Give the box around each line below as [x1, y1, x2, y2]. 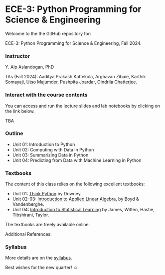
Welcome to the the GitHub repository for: [5, 30, 91, 36]
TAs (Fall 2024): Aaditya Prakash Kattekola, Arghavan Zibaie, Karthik [5, 74, 146, 80]
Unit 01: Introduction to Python [12, 141, 75, 147]
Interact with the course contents [5, 91, 88, 98]
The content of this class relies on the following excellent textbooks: [5, 181, 145, 187]
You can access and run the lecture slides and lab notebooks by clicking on [5, 103, 161, 109]
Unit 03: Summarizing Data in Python [12, 152, 89, 158]
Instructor [5, 52, 30, 59]
